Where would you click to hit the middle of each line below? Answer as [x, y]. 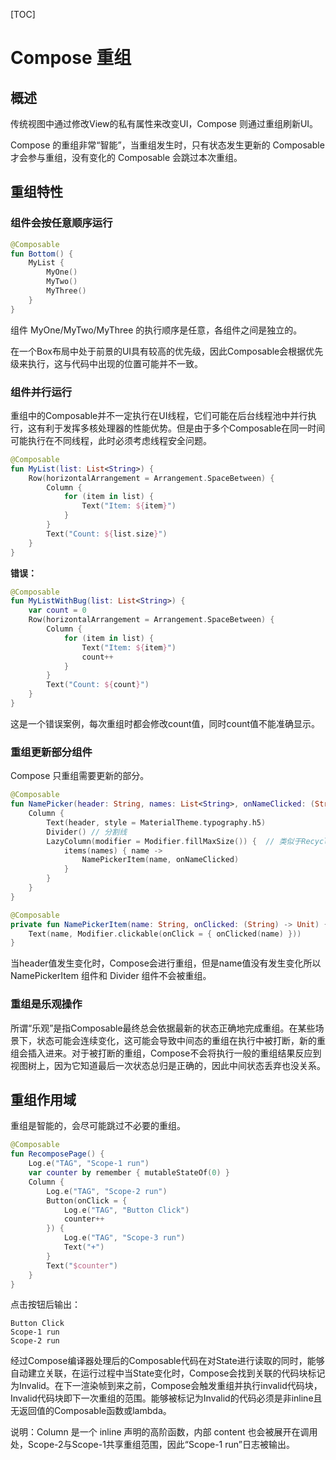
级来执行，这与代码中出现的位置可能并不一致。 [106, 363]
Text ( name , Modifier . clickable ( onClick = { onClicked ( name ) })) [165, 934]
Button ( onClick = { [87, 1200]
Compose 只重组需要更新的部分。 [80, 776]
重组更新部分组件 [51, 752]
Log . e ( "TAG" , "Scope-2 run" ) [107, 1191]
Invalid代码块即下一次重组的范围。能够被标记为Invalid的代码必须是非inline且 [166, 1398]
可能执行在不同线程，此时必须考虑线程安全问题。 [111, 440]
